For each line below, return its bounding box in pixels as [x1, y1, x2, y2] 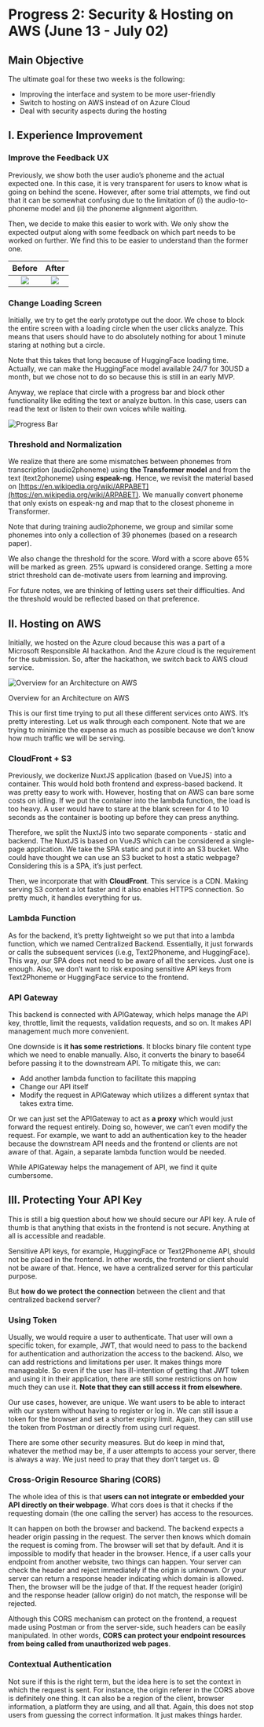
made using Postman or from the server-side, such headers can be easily [8, 1623, 246, 1632]
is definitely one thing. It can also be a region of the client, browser [8, 1693, 225, 1703]
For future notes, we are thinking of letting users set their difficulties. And [8, 586, 245, 595]
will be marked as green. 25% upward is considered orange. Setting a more [8, 562, 253, 572]
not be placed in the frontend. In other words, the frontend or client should [8, 1254, 249, 1264]
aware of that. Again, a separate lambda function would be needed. [8, 1147, 226, 1156]
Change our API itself [19, 1081, 89, 1091]
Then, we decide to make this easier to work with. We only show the [8, 218, 229, 229]
